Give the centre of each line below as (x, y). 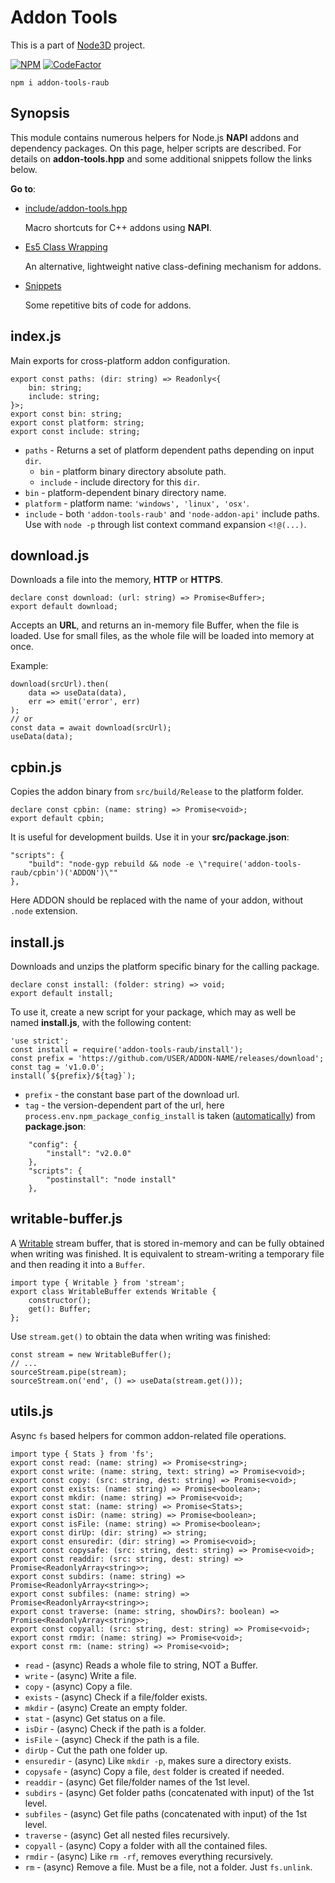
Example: (29, 666)
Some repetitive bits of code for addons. (108, 305)
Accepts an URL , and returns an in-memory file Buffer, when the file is (155, 625)
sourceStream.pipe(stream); (69, 1372)
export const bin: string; (66, 414)
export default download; (64, 607)
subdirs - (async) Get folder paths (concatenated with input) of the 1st (169, 1792)
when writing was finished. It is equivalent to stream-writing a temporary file (167, 1253)
